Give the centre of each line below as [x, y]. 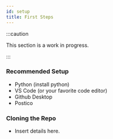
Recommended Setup [37, 72]
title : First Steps [30, 17]
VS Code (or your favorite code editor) [61, 90]
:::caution [18, 33]
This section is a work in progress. [47, 45]
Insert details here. [37, 131]
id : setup [18, 11]
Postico [24, 103]
